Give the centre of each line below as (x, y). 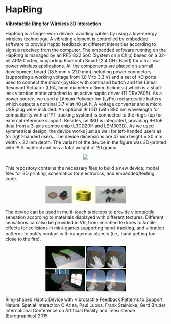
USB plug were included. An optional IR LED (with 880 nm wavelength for (82, 109)
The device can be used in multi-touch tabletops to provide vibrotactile (80, 212)
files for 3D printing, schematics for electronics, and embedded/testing (80, 173)
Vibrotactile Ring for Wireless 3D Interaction (53, 24)
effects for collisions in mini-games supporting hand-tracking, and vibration (85, 228)
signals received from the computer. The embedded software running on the (86, 50)
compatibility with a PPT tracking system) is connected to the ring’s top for (84, 115)
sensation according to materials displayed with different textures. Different (84, 217)
